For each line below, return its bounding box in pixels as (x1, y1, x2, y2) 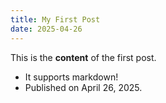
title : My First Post (10, 14, 101, 25)
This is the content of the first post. (10, 51, 157, 63)
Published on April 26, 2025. (24, 81, 143, 93)
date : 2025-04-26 (10, 24, 83, 34)
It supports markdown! (24, 71, 119, 83)
